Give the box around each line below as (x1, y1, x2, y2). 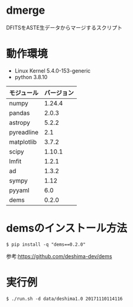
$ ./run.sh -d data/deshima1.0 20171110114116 (6, 296, 123, 302)
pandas (9, 108, 30, 117)
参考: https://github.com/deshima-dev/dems (6, 252, 112, 259)
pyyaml (9, 186, 30, 194)
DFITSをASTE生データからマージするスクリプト (6, 24, 122, 31)
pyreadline (9, 128, 39, 136)
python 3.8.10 (14, 73, 48, 80)
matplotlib (9, 137, 37, 146)
